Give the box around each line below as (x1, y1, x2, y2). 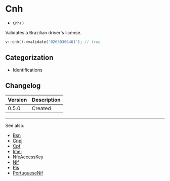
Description (32, 97, 61, 104)
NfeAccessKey (12, 154, 44, 160)
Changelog (5, 81, 41, 90)
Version (8, 97, 27, 104)
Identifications (12, 67, 43, 73)
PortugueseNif (12, 170, 44, 176)
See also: (5, 122, 25, 129)
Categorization (5, 54, 54, 62)
